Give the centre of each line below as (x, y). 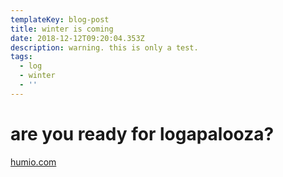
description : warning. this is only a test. (104, 47)
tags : (21, 57)
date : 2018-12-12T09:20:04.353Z (77, 38)
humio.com (33, 162)
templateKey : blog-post (60, 19)
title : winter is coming (62, 29)
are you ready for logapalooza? (142, 133)
